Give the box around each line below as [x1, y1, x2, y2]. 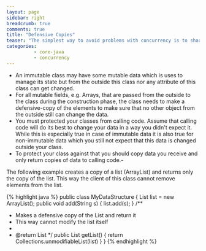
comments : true [6, 26, 45, 33]
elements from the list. [6, 181, 63, 188]
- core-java [33, 49, 64, 55]
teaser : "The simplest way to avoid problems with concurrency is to [6, 37, 188, 44]
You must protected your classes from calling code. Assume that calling [15, 117, 197, 125]
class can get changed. [15, 84, 75, 92]
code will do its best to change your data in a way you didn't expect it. [15, 123, 193, 131]
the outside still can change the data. [15, 110, 109, 118]
